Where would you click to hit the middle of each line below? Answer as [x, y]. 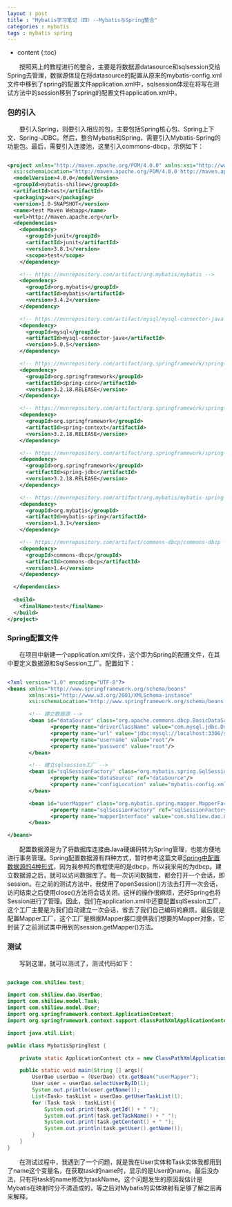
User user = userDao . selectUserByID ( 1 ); [91, 1084]
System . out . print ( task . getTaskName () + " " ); [110, 1116]
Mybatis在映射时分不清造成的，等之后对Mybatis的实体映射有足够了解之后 [112, 1188]
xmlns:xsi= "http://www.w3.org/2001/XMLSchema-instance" [111, 695]
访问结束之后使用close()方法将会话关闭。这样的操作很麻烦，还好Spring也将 [114, 893]
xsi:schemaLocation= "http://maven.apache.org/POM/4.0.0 [95, 172]
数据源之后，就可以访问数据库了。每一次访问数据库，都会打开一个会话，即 [119, 875]
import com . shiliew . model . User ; [54, 1008]
